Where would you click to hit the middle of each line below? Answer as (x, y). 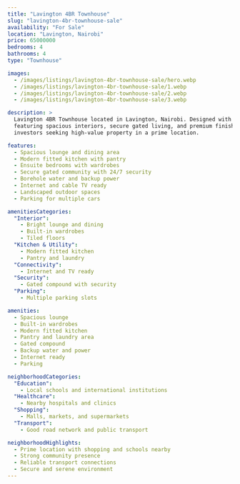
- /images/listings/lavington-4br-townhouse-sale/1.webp (100, 86)
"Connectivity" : (38, 265)
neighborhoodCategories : (44, 377)
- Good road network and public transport (84, 430)
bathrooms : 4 (27, 54)
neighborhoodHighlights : (44, 443)
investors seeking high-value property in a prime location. (107, 133)
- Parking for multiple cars (57, 198)
